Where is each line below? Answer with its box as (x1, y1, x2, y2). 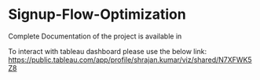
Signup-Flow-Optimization (8, 5, 186, 24)
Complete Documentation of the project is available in (8, 31, 182, 41)
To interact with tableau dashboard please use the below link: (8, 46, 207, 56)
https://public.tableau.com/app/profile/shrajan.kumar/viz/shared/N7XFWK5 (8, 55, 253, 64)
